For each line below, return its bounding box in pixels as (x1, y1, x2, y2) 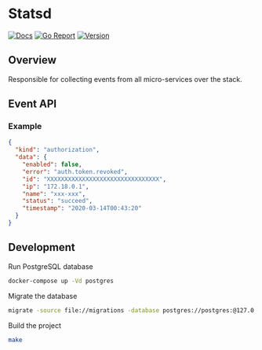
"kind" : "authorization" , (15, 146, 100, 154)
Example (8, 121, 42, 132)
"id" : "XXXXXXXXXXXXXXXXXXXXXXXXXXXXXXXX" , (22, 175, 167, 183)
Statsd (8, 5, 53, 23)
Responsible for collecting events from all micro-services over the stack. (8, 74, 242, 83)
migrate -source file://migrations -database (8, 306, 159, 315)
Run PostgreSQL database (8, 261, 93, 271)
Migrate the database (8, 291, 78, 300)
